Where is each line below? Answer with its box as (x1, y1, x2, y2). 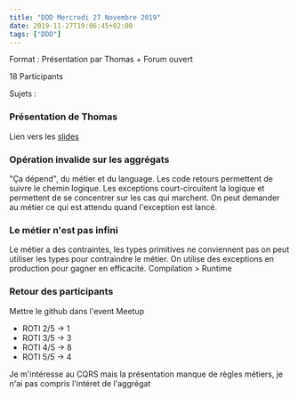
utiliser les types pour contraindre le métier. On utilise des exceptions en (9, 254, 274, 264)
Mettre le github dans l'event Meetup (9, 305, 145, 316)
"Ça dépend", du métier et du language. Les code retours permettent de (9, 173, 273, 183)
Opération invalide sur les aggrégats (9, 153, 170, 166)
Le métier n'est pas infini (9, 223, 118, 236)
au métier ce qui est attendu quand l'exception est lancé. (9, 201, 218, 212)
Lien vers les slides (9, 131, 80, 142)
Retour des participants (9, 286, 114, 298)
